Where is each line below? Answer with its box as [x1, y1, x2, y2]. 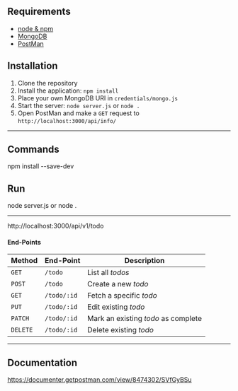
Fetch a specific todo [87, 291, 157, 300]
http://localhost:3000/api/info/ [17, 117, 117, 124]
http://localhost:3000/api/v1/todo [7, 222, 104, 230]
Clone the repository [17, 78, 78, 87]
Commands [7, 144, 60, 156]
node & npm [17, 24, 54, 33]
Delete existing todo [87, 325, 154, 335]
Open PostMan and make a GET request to [17, 109, 140, 117]
